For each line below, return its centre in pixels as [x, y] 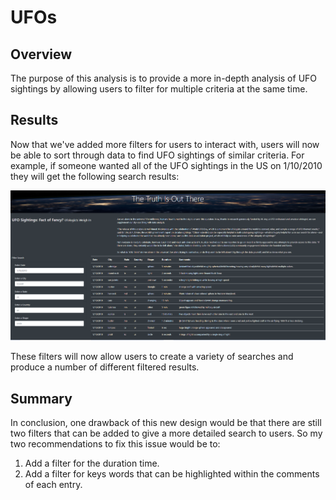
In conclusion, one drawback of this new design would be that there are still [166, 423]
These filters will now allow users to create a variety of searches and [152, 357]
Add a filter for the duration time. [92, 463]
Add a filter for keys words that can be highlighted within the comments [172, 474]
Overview [41, 54]
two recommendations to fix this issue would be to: [115, 444]
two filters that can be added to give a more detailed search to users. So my [166, 433]
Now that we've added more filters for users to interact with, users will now [165, 144]
